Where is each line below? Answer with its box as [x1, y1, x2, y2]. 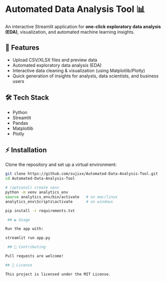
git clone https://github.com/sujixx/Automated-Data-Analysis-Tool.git [5, 171, 158, 176]
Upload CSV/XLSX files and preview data [12, 57, 98, 63]
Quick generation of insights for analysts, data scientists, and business [12, 73, 159, 79]
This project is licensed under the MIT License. [5, 271, 111, 276]
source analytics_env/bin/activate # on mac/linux [5, 194, 118, 200]
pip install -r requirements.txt [5, 208, 75, 213]
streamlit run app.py [5, 235, 51, 241]
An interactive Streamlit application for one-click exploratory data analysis [5, 23, 161, 30]
